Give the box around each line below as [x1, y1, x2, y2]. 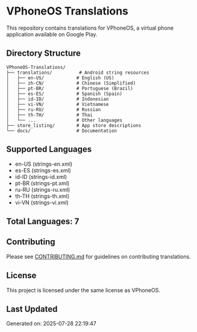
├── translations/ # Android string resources [6, 70, 149, 76]
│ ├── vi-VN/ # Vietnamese [6, 101, 110, 107]
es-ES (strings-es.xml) [14, 166, 71, 174]
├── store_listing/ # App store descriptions [6, 122, 142, 128]
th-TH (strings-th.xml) [14, 192, 70, 200]
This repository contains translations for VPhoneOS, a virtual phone [6, 24, 174, 31]
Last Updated [6, 304, 58, 314]
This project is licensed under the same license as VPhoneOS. [6, 286, 161, 294]
